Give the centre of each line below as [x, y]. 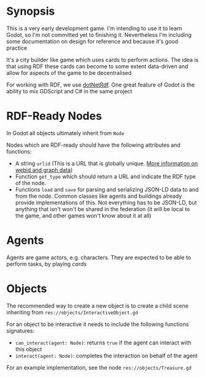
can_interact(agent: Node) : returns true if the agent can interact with [103, 343]
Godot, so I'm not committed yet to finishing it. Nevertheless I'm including [99, 34]
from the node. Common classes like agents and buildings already [99, 196]
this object [28, 349]
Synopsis [31, 11]
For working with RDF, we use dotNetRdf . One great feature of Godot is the [101, 85]
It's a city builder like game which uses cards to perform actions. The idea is [102, 60]
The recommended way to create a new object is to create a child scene [97, 306]
